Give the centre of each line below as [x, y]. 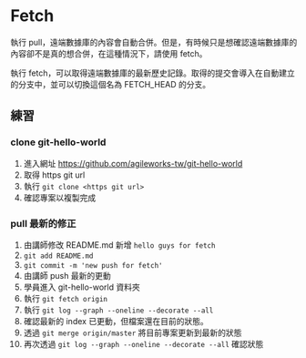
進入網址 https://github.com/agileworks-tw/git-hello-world [133, 163]
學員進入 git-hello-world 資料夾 [82, 287]
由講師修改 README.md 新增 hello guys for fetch [119, 245]
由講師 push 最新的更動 [67, 275]
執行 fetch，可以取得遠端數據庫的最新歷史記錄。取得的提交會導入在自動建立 [153, 73]
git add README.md [58, 256]
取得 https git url [54, 175]
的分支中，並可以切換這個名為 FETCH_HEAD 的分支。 [111, 84]
